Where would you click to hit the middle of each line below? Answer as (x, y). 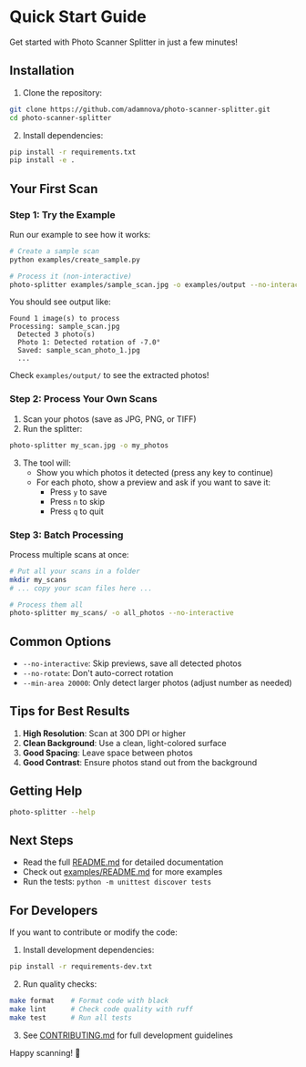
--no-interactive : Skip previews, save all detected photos (132, 663)
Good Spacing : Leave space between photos (107, 753)
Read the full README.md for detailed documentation (123, 862)
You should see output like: (60, 302)
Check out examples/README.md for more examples (122, 872)
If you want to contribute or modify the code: (93, 932)
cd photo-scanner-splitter (61, 118)
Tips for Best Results (70, 711)
